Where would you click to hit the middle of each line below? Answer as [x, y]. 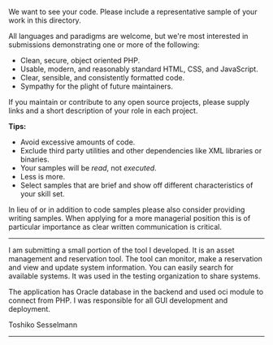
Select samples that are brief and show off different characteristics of [136, 185]
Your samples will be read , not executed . [88, 168]
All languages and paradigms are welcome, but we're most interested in [128, 36]
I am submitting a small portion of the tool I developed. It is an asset [121, 250]
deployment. [29, 309]
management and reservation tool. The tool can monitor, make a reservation [135, 259]
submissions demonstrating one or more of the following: [104, 45]
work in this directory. [45, 20]
